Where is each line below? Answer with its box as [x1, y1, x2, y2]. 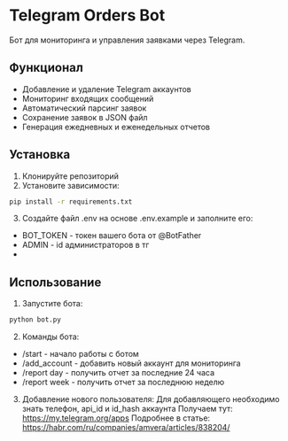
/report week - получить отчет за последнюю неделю [21, 377, 225, 388]
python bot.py [9, 315, 62, 324]
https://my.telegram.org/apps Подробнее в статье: [21, 413, 211, 423]
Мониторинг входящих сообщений [21, 93, 154, 104]
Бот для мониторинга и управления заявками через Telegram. [9, 35, 245, 45]
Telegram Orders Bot [9, 5, 166, 26]
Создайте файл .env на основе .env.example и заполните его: [21, 213, 253, 224]
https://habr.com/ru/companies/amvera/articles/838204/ [21, 422, 230, 433]
